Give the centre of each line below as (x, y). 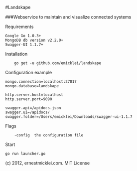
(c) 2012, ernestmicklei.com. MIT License (48, 163)
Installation (16, 54)
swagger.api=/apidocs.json (33, 108)
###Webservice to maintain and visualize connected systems (68, 17)
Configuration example (29, 72)
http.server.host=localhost (34, 95)
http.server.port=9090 (29, 99)
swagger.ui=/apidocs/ (28, 112)
